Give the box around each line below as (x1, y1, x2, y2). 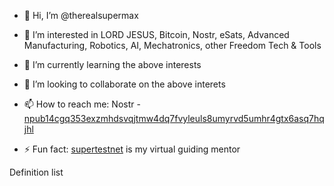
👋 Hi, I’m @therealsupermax (23, 10, 139, 21)
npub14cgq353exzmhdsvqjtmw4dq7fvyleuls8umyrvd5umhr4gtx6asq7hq (23, 113, 325, 124)
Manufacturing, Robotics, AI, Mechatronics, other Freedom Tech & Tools (23, 40, 322, 51)
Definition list (9, 166, 64, 178)
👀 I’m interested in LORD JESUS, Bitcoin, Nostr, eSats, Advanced (23, 29, 290, 40)
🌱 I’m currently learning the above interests (23, 59, 202, 70)
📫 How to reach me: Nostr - (23, 98, 141, 110)
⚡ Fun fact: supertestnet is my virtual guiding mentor (23, 143, 241, 155)
